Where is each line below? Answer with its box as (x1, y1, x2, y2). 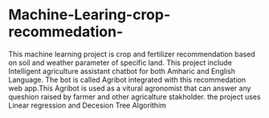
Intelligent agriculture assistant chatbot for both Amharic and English (8, 66, 235, 75)
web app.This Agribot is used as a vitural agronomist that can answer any (8, 83, 251, 93)
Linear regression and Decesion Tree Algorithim (8, 100, 167, 110)
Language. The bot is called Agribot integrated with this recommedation (8, 75, 247, 84)
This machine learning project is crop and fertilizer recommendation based (8, 49, 255, 59)
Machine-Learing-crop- (8, 6, 171, 24)
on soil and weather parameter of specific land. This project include (8, 58, 233, 67)
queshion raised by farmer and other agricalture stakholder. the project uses (8, 92, 261, 101)
